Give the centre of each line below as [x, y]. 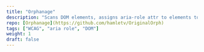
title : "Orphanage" [31, 12]
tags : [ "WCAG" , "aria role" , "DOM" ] [53, 28]
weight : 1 [19, 34]
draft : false [23, 39]
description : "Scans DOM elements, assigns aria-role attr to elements [99, 17]
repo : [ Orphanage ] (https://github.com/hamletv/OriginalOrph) [85, 23]
